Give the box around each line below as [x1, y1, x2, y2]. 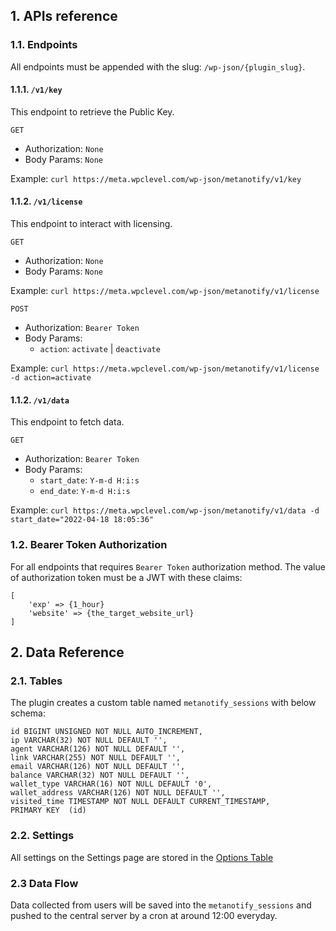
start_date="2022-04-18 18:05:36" [10, 515, 155, 525]
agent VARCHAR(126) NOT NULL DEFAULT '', [10, 744, 186, 754]
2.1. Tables [10, 674, 63, 688]
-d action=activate [10, 373, 92, 383]
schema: [10, 707, 46, 719]
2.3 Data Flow [10, 876, 79, 890]
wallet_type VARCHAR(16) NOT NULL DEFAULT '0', [10, 779, 213, 789]
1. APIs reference [10, 8, 118, 25]
